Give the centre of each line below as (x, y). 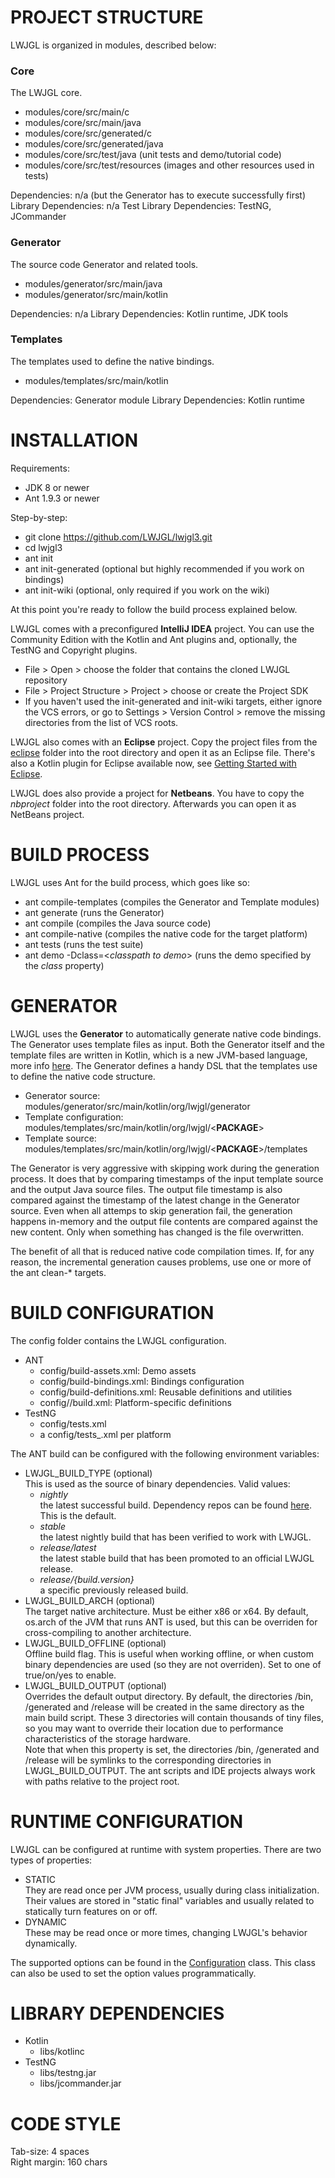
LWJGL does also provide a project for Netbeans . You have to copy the (157, 793)
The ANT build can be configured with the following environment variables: (165, 1453)
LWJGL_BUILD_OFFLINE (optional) (95, 1643)
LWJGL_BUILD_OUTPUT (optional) (95, 1685)
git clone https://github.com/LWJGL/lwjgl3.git (118, 537)
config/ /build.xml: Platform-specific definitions (135, 1402)
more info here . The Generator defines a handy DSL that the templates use (164, 1065)
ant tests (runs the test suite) (84, 944)
